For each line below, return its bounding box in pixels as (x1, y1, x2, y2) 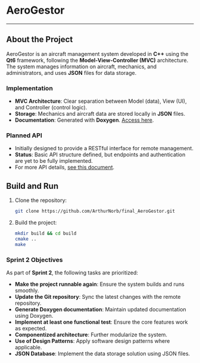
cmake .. (14, 236, 37, 242)
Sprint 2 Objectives (6, 255, 63, 264)
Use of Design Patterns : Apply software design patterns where (14, 337, 170, 345)
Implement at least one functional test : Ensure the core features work (14, 318, 188, 326)
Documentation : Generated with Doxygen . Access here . (14, 116, 154, 124)
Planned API (6, 131, 43, 140)
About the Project (6, 34, 73, 45)
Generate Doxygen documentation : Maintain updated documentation (14, 305, 186, 313)
